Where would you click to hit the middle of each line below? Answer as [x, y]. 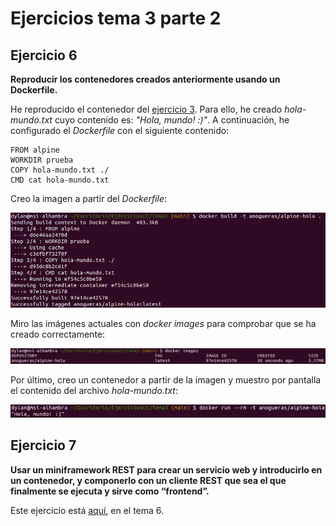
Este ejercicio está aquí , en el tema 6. [87, 510]
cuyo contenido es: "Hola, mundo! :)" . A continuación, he [172, 120]
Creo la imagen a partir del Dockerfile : [89, 198]
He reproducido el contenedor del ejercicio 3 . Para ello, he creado [146, 109]
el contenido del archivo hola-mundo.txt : [94, 391]
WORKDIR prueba [42, 160]
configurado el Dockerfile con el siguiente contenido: [120, 130]
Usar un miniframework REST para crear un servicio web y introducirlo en [166, 469]
